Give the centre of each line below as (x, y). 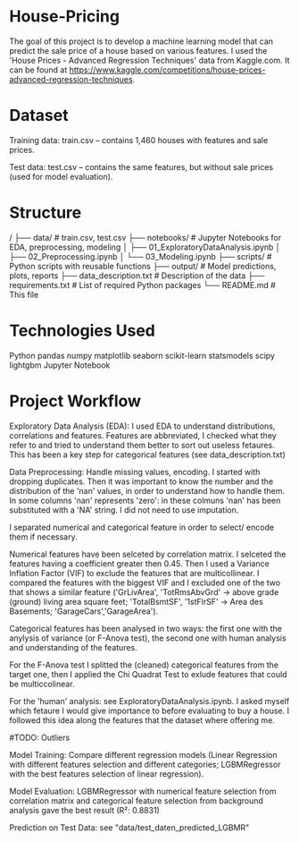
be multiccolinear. (42, 684)
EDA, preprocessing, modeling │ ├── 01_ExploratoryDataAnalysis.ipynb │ (145, 247)
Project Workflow (75, 401)
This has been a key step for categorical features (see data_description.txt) (147, 455)
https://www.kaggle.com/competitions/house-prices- (167, 70)
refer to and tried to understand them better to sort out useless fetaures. (142, 445)
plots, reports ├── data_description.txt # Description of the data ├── (137, 276)
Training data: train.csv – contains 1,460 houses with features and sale (139, 140)
